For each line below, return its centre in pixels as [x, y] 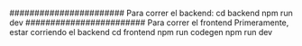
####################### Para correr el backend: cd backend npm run [151, 13]
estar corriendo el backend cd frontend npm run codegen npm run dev [141, 32]
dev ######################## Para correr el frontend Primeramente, [149, 23]
